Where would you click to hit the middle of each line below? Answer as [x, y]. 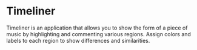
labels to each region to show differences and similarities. [78, 40]
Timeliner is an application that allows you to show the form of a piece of [97, 28]
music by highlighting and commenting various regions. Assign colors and [98, 34]
